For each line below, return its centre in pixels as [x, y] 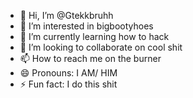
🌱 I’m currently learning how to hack [94, 36]
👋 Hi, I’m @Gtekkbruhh [66, 15]
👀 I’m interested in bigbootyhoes [86, 26]
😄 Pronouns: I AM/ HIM [68, 73]
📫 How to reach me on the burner [90, 58]
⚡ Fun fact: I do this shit [68, 84]
